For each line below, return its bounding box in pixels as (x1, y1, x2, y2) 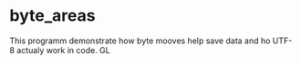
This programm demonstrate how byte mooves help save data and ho (9, 35, 271, 46)
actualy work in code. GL (16, 44, 111, 55)
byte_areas (9, 5, 96, 26)
